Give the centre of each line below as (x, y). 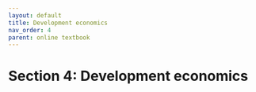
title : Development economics (58, 23)
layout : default (35, 15)
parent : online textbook (49, 37)
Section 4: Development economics (128, 76)
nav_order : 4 (30, 30)
